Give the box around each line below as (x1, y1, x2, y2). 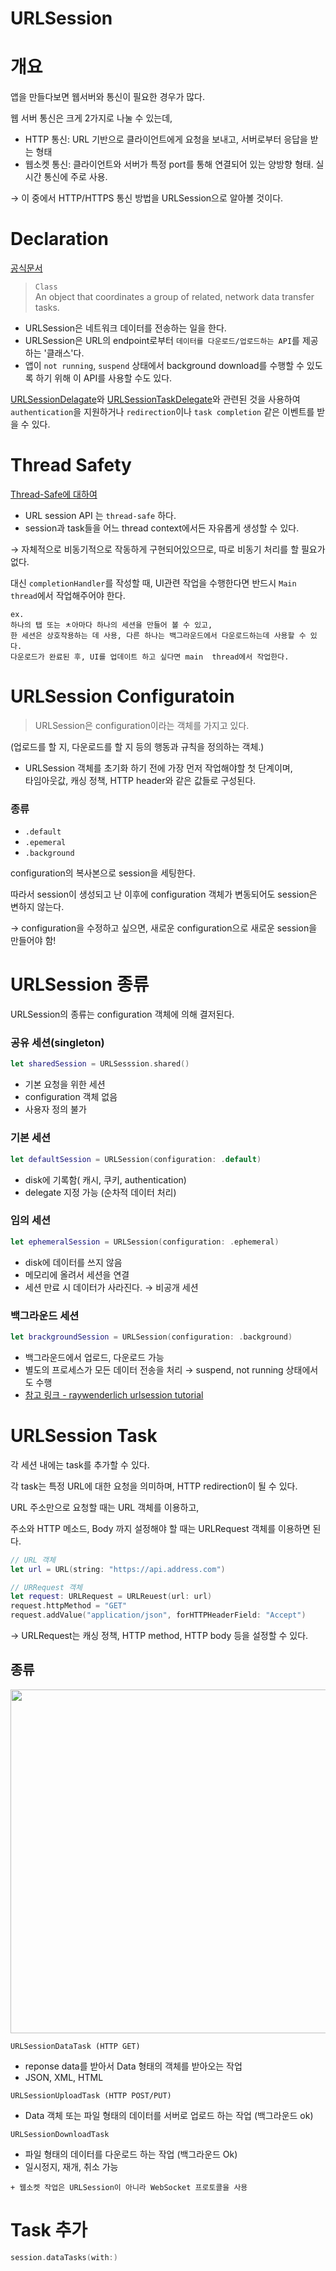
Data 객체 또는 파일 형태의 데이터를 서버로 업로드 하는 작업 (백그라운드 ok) (24, 2109, 314, 2121)
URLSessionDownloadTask (10, 2129, 110, 2139)
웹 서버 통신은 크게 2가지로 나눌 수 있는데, (10, 112, 173, 124)
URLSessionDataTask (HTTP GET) (10, 2041, 141, 2051)
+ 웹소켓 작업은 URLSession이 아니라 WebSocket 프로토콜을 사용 (10, 2182, 248, 2192)
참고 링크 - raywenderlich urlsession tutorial (24, 1388, 204, 1401)
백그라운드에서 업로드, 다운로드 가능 (24, 1351, 165, 1363)
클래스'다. (46, 347, 85, 359)
